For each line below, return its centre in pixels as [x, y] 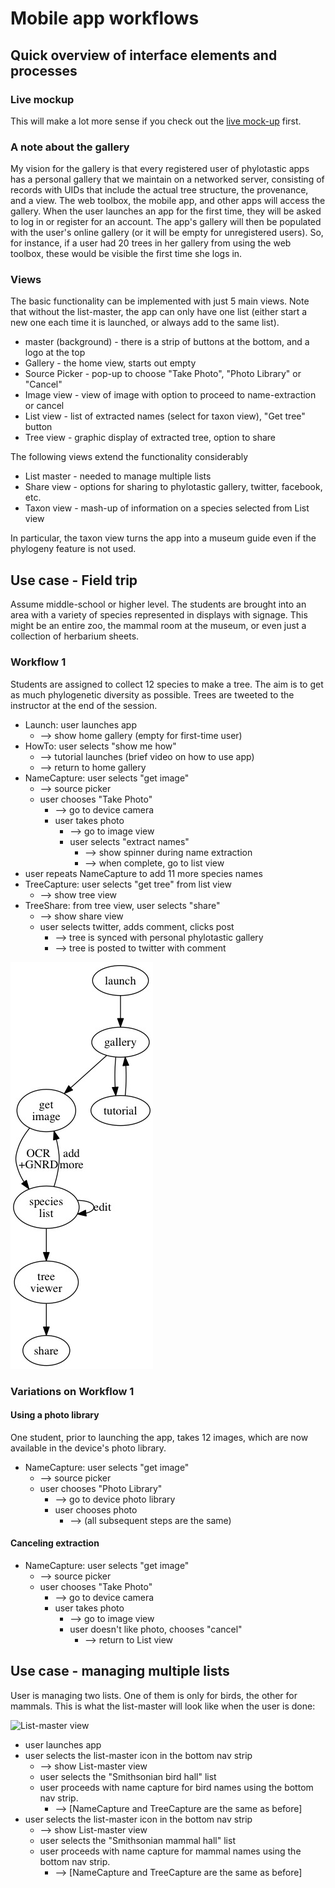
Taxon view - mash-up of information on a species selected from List [167, 508]
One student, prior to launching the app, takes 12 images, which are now [159, 1437]
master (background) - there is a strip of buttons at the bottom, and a [167, 342]
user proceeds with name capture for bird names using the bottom [176, 1787]
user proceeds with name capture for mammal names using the [170, 1851]
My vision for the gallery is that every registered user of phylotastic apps [160, 169]
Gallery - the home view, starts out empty [110, 363]
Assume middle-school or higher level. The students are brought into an [158, 604]
